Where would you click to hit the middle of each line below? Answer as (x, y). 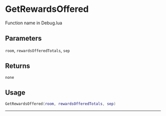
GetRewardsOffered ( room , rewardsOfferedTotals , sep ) (61, 104)
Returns (18, 66)
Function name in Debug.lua (34, 23)
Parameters (23, 38)
